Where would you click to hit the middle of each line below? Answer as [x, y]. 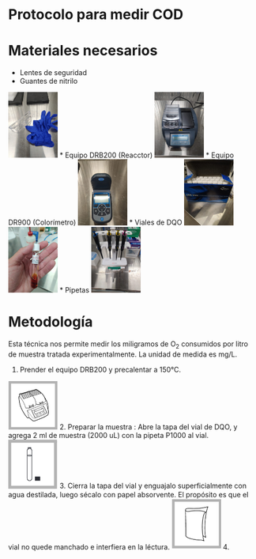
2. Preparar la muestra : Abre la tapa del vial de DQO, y [148, 427]
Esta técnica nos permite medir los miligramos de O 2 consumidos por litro [128, 345]
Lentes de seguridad [53, 73]
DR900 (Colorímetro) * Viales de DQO [95, 222]
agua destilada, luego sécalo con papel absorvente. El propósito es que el [128, 494]
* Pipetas [74, 290]
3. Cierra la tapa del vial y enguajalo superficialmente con [153, 486]
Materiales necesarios [83, 51]
